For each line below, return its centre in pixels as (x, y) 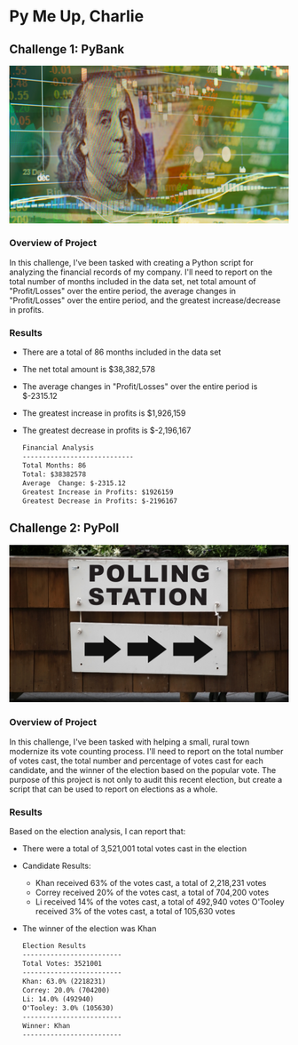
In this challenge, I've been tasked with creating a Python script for (131, 262)
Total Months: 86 (54, 466)
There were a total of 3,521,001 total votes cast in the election (134, 849)
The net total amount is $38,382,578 (89, 370)
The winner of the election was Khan (89, 929)
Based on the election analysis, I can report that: (98, 831)
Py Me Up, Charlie (77, 16)
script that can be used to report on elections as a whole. (114, 789)
